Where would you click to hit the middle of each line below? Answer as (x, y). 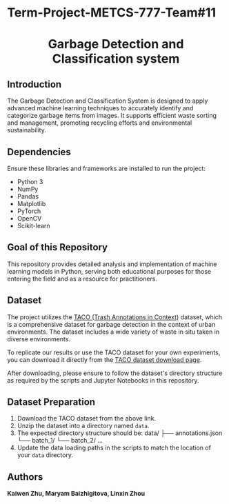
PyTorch (29, 211)
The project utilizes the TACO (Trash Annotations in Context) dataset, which (115, 317)
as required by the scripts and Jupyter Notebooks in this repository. (103, 380)
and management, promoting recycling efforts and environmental (100, 123)
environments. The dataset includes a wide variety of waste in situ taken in (113, 332)
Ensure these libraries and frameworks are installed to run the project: (106, 168)
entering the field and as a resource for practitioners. (82, 279)
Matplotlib (31, 204)
